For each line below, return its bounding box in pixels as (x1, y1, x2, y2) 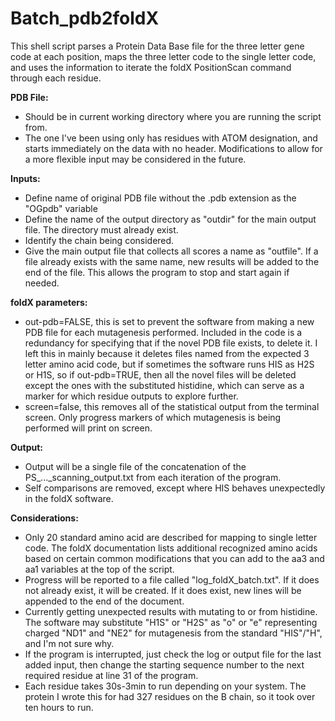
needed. (24, 277, 60, 289)
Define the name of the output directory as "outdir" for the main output (24, 213, 317, 225)
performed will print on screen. (24, 422, 153, 434)
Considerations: (10, 512, 79, 524)
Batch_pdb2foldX (10, 7, 160, 30)
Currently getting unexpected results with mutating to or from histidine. (24, 605, 318, 617)
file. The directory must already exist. (24, 223, 179, 236)
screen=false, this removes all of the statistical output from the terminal (24, 400, 320, 412)
